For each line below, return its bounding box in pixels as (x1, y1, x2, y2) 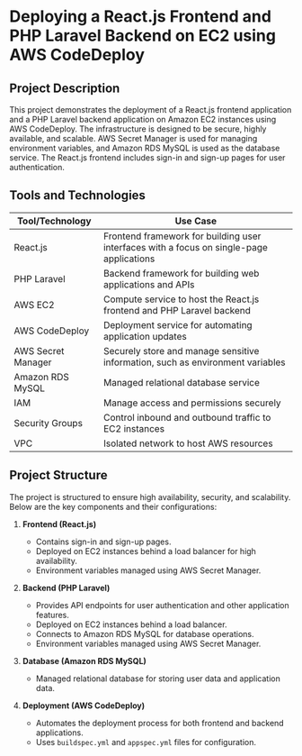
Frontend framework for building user (102, 230, 262, 242)
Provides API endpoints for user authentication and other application (35, 599, 289, 610)
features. (35, 609, 70, 620)
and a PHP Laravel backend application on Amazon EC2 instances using (9, 114, 277, 124)
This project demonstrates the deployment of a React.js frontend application (9, 105, 292, 114)
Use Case (174, 214, 218, 227)
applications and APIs (102, 278, 195, 290)
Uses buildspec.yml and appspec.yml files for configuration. (35, 736, 256, 747)
